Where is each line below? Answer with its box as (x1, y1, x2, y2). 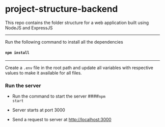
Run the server (5, 82, 41, 89)
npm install (5, 50, 29, 55)
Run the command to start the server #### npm (12, 93, 106, 99)
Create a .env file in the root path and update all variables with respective (5, 65, 154, 71)
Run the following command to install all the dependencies (5, 39, 124, 45)
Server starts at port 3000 (12, 107, 65, 113)
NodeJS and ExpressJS (5, 25, 53, 30)
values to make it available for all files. (5, 70, 82, 76)
